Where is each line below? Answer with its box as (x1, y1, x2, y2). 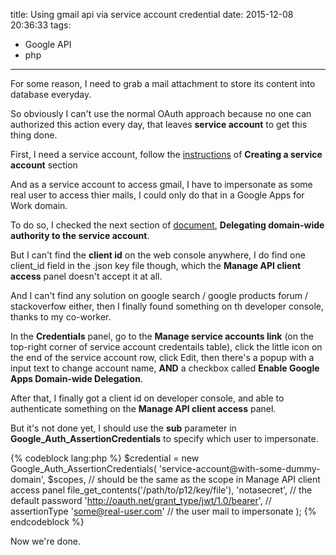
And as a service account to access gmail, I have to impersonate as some (10, 179, 313, 190)
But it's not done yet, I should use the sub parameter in (10, 422, 237, 434)
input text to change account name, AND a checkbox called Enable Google (10, 362, 320, 374)
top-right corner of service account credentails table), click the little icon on (10, 341, 323, 353)
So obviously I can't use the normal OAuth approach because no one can (10, 108, 312, 119)
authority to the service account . (10, 230, 150, 241)
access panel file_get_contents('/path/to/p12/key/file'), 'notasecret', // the (10, 484, 313, 496)
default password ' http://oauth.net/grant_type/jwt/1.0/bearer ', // (10, 495, 272, 506)
